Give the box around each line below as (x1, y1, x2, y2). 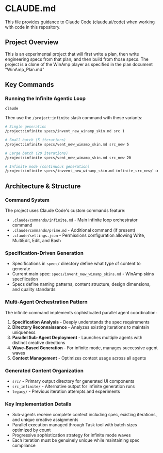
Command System (5, 196, 50, 203)
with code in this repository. (5, 24, 61, 30)
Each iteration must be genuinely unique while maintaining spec (12, 437, 140, 443)
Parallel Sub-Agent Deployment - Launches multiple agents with (12, 334, 143, 340)
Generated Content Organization (5, 367, 84, 374)
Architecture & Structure (5, 182, 81, 190)
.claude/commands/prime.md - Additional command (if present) (12, 227, 136, 233)
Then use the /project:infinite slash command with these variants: (5, 115, 143, 121)
